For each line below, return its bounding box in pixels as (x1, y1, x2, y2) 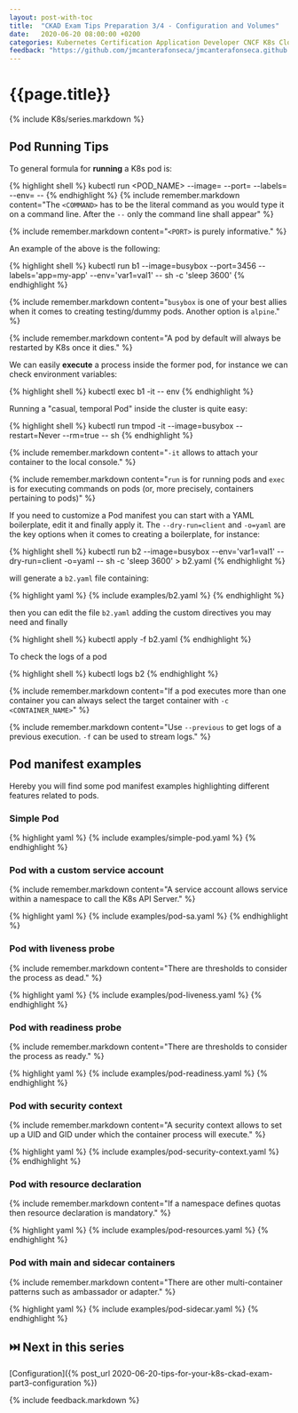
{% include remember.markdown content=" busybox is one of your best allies (9, 296, 287, 307)
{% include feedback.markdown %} (9, 1394, 140, 1405)
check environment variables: (9, 368, 118, 379)
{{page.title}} (9, 84, 111, 105)
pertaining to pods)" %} (9, 493, 96, 503)
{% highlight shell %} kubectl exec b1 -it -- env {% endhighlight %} (9, 386, 255, 397)
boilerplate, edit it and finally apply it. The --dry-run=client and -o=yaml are (9, 519, 286, 530)
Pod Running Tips (9, 140, 109, 155)
